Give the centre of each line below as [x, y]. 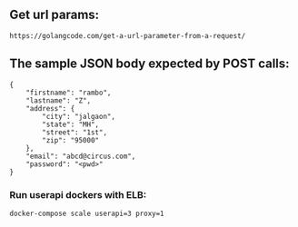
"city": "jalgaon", [79, 116]
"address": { [50, 108]
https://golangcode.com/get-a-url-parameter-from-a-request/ [128, 35]
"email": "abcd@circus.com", [81, 156]
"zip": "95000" [71, 140]
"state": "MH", [71, 124]
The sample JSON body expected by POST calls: [149, 64]
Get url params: [55, 15]
